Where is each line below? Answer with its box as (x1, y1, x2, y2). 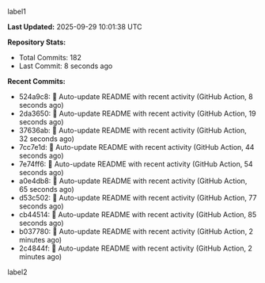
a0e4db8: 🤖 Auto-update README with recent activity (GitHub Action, (18, 176, 248, 185)
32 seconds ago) (18, 134, 74, 143)
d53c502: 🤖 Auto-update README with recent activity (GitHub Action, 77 (18, 193, 257, 202)
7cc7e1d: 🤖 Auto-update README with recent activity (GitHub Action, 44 (18, 143, 255, 151)
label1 (7, 7, 27, 16)
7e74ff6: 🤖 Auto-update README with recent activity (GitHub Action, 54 (18, 159, 254, 169)
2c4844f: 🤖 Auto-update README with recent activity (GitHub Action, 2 (18, 243, 252, 253)
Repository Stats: (7, 37, 66, 47)
